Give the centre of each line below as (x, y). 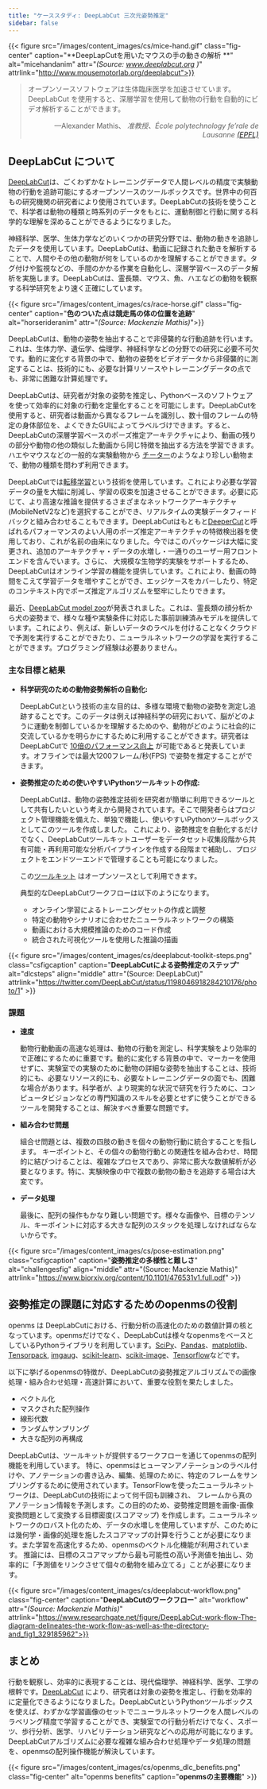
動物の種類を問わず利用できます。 (77, 465)
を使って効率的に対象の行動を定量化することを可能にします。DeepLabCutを (133, 405)
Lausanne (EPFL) (230, 134)
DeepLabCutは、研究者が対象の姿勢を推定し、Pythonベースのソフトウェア (131, 396)
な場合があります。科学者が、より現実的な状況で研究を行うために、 (131, 1088)
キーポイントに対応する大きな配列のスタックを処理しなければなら (142, 1225)
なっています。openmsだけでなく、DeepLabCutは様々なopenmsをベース (128, 1335)
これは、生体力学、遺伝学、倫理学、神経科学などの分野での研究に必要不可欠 (133, 349)
